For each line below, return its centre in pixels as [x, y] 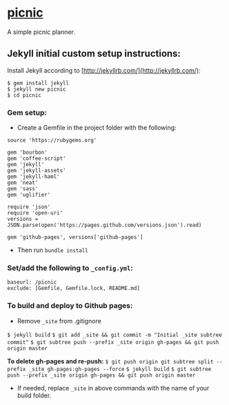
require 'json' [29, 207]
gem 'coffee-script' [37, 159]
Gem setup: [27, 112]
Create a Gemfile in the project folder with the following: [97, 128]
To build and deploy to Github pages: [70, 306]
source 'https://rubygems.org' [52, 141]
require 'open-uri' [35, 213]
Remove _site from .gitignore [59, 321]
